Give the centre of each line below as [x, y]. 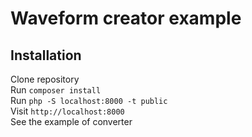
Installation [46, 55]
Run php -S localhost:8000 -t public [89, 100]
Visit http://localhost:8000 [67, 111]
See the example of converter [71, 121]
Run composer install [56, 90]
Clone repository [45, 79]
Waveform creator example [126, 18]
